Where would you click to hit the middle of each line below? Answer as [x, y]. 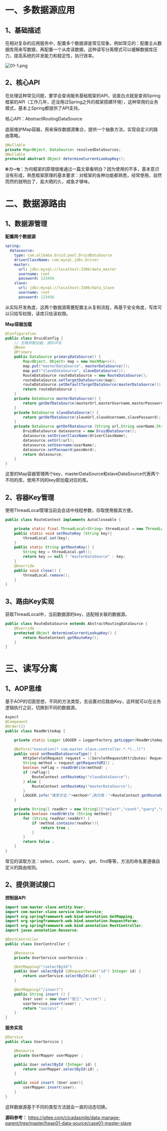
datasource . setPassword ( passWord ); [60, 450]
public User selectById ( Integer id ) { [55, 1065]
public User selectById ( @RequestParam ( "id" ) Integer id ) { [78, 971]
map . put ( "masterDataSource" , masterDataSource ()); [77, 366]
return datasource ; [43, 454]
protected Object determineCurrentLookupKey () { [65, 633]
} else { [32, 782]
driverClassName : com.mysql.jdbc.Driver [56, 260]
